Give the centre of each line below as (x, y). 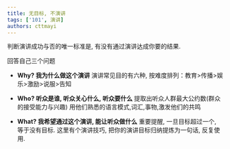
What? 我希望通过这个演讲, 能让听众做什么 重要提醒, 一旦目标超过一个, (116, 122)
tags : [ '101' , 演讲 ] (35, 20)
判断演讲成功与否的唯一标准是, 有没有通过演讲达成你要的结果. (94, 46)
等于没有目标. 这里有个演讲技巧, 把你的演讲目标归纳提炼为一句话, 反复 (115, 130)
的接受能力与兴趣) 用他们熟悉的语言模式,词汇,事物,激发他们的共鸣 (109, 107)
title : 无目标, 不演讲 (36, 13)
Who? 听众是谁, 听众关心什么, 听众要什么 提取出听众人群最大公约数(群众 (119, 98)
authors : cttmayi (32, 26)
